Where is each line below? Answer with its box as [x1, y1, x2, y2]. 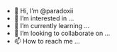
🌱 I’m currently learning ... [13, 22, 90, 30]
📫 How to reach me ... [13, 37, 80, 45]
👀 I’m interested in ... [13, 14, 74, 22]
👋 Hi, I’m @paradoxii [13, 7, 74, 15]
